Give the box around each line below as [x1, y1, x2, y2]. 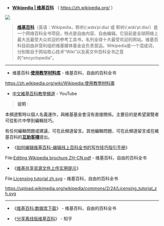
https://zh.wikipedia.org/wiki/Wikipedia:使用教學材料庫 [5, 80, 115, 86]
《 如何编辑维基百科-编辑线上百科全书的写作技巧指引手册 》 [12, 144, 130, 150]
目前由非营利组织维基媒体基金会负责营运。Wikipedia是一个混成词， [21, 43, 157, 48]
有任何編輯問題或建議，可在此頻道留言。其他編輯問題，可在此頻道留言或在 [5, 128, 155, 134]
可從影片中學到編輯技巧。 [5, 117, 57, 123]
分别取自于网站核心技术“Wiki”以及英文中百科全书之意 [17, 49, 124, 54]
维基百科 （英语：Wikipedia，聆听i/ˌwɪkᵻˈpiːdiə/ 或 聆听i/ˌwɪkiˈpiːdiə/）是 [17, 24, 158, 30]
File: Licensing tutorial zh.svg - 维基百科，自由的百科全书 [5, 176, 119, 181]
